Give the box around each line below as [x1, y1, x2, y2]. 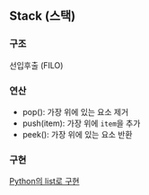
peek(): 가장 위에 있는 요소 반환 [22, 129, 133, 139]
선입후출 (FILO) [9, 59, 64, 70]
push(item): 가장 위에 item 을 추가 [22, 118, 141, 129]
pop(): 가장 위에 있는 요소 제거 [22, 106, 129, 117]
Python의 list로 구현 [9, 176, 80, 187]
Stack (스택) [9, 8, 76, 24]
